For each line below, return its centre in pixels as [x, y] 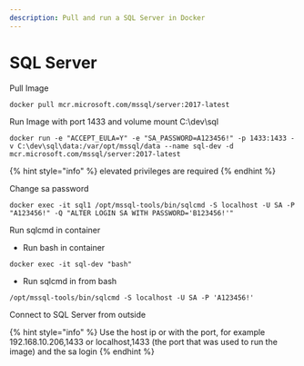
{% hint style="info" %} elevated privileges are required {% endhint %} [142, 171]
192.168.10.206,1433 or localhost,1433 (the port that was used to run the [143, 341]
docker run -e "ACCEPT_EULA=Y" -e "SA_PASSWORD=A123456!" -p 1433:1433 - [152, 138]
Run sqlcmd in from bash [70, 281]
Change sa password [49, 188]
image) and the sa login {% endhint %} [82, 351]
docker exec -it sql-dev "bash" [71, 264]
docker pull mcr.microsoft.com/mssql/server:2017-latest [120, 104]
